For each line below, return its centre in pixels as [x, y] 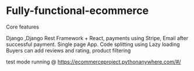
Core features [23, 27]
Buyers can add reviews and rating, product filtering [68, 50]
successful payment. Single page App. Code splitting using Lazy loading [93, 44]
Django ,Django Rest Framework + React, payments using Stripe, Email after [97, 38]
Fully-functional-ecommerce [77, 11]
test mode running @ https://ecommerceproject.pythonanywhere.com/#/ [94, 62]
